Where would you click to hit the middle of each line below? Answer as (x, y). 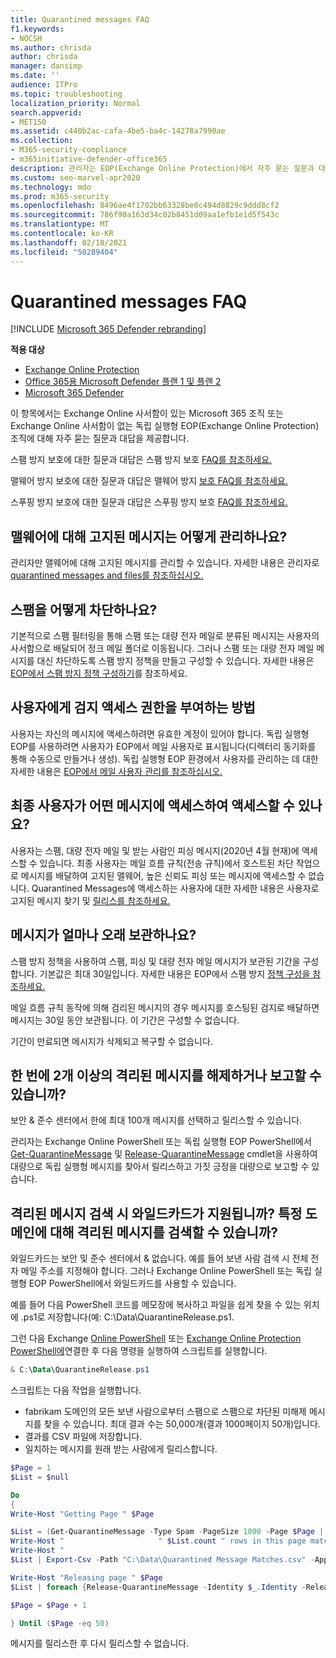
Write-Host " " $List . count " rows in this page (158, 1541)
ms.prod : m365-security (60, 196)
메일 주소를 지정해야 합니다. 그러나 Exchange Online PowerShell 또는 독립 (166, 1271)
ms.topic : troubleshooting (66, 94)
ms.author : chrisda (51, 47)
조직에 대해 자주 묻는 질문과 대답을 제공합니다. (100, 438)
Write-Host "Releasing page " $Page (86, 1577)
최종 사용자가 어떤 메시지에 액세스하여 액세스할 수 (152, 806)
